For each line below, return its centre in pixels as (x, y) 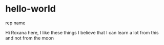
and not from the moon (29, 38)
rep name (15, 23)
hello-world (31, 9)
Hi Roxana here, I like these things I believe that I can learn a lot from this (82, 32)
